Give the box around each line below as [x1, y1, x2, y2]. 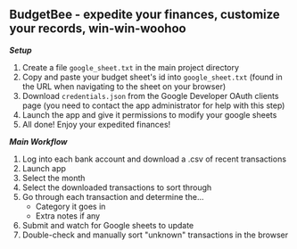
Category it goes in [35, 201, 106, 212]
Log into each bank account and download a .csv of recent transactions [21, 154, 287, 164]
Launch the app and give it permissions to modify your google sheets [21, 109, 277, 120]
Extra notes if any [35, 210, 101, 221]
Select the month [21, 172, 86, 183]
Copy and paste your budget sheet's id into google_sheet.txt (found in [21, 71, 283, 82]
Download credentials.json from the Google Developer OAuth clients [21, 90, 279, 101]
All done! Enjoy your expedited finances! [21, 119, 171, 129]
